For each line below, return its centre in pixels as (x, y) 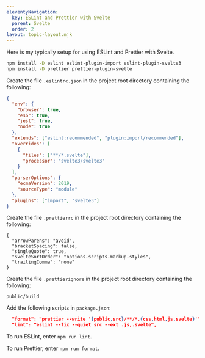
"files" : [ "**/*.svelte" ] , (57, 155)
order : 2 (23, 29)
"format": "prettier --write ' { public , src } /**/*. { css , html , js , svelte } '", (107, 319)
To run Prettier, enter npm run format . (53, 348)
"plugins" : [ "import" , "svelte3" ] (56, 200)
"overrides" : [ (31, 144)
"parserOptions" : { (37, 178)
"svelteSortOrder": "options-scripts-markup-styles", (81, 257)
